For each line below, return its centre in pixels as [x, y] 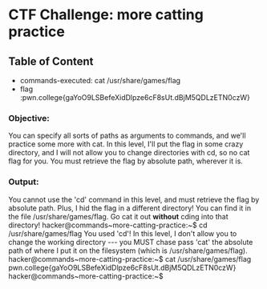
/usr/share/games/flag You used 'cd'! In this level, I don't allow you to [123, 233]
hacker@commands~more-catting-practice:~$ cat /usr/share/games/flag [130, 259]
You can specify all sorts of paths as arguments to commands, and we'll [127, 136]
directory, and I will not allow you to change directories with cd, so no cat [129, 153]
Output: [24, 182]
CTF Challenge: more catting [106, 15]
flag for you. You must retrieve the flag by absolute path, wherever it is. [125, 161]
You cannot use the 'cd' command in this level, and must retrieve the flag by [134, 199]
